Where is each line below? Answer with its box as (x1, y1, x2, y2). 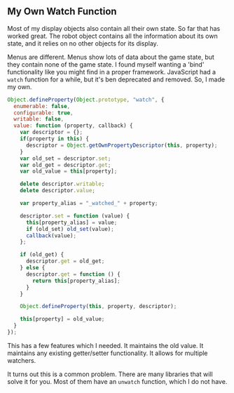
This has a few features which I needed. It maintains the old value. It (7, 341, 204, 349)
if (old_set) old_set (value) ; (25, 225, 114, 232)
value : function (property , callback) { (13, 122, 133, 129)
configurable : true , (13, 109, 74, 116)
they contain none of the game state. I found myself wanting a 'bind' (7, 60, 205, 69)
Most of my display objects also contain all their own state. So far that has (7, 24, 221, 32)
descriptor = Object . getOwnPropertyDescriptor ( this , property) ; (25, 142, 218, 149)
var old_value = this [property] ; (20, 168, 118, 175)
